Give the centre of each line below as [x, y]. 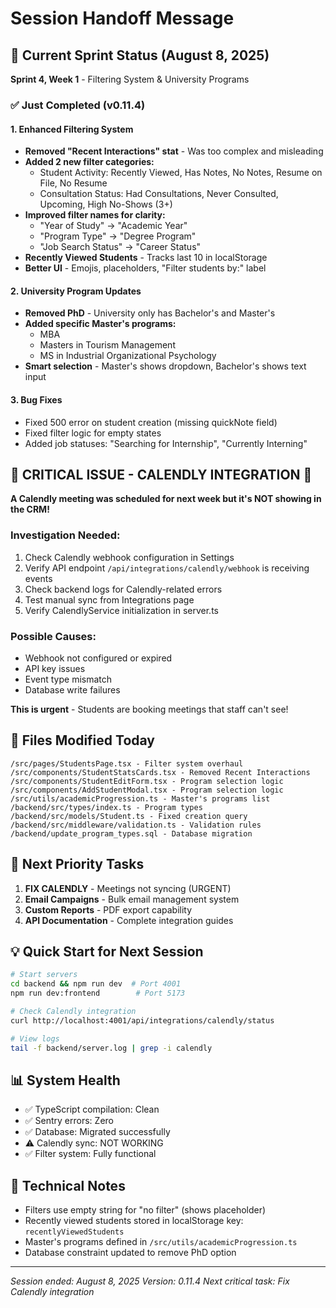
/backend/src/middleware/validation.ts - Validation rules [136, 825]
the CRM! [30, 509]
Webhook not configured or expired [98, 658]
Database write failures [72, 689]
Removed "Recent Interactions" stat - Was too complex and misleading [174, 151]
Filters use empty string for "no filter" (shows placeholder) [145, 1210]
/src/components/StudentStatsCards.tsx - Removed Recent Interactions [160, 772]
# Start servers [44, 975]
